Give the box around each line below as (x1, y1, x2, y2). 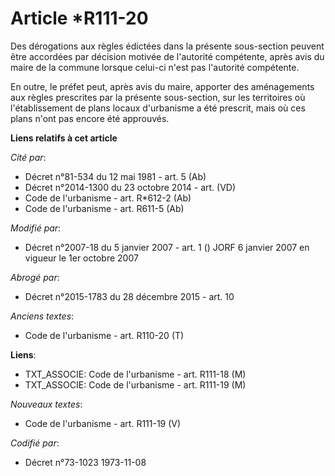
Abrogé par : (10, 271, 60, 283)
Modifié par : (10, 222, 62, 234)
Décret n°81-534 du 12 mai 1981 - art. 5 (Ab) (24, 170, 207, 182)
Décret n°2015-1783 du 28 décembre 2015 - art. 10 (24, 290, 235, 302)
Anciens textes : (10, 310, 75, 322)
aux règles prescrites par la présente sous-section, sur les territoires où (10, 91, 306, 103)
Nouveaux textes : (10, 398, 83, 410)
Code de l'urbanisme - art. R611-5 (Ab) (24, 202, 185, 214)
